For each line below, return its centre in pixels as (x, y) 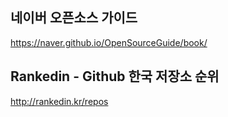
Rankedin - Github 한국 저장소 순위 (115, 76)
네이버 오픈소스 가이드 (74, 18)
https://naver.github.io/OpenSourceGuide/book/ (109, 42)
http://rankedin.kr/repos (59, 101)
